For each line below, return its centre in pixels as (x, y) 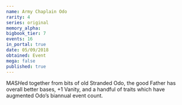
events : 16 (19, 39)
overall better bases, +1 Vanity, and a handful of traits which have (86, 90)
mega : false (21, 61)
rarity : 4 (18, 17)
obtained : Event (26, 55)
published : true (26, 66)
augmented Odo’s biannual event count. (55, 96)
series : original (27, 22)
